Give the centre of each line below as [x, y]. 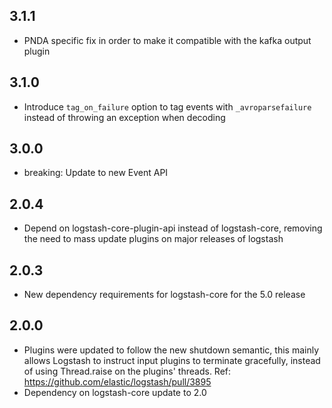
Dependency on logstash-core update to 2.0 [115, 392]
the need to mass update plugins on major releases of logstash [153, 239]
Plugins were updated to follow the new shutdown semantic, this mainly [171, 350]
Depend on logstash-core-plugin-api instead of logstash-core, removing [173, 228]
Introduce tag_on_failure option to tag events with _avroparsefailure [167, 106]
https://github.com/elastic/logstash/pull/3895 [117, 381]
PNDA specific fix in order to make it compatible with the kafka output [167, 40]
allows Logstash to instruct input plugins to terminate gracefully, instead [172, 360]
